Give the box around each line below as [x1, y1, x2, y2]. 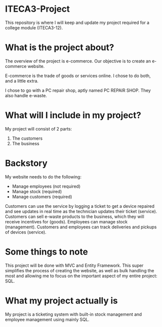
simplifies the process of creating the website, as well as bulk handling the [5, 267, 154, 273]
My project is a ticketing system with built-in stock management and [5, 311, 142, 317]
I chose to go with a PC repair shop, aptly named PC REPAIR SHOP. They [5, 87, 151, 93]
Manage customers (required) [12, 194, 72, 199]
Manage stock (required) [12, 188, 62, 194]
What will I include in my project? [5, 110, 142, 121]
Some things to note [5, 246, 89, 257]
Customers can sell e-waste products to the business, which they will [5, 214, 144, 219]
